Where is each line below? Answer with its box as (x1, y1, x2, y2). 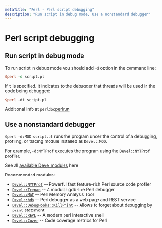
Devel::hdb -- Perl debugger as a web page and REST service (12, 197, 136, 203)
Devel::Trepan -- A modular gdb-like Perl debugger (12, 187, 115, 193)
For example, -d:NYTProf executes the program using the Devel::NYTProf (5, 148, 150, 154)
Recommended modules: (5, 172, 55, 178)
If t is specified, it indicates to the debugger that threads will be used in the (5, 83, 156, 89)
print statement (12, 207, 45, 213)
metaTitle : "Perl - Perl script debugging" (5, 7, 95, 12)
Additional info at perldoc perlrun (5, 106, 70, 112)
